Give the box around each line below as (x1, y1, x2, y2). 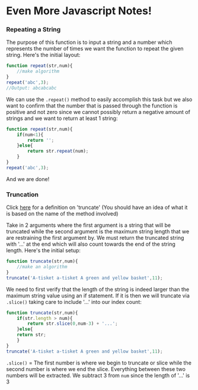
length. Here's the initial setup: (6, 247, 81, 254)
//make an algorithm (17, 264, 68, 270)
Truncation (6, 190, 39, 198)
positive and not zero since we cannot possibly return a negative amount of (6, 108, 191, 115)
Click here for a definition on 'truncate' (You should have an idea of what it (6, 204, 188, 211)
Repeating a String (6, 26, 61, 34)
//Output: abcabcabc (6, 85, 58, 91)
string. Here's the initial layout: (6, 52, 81, 59)
